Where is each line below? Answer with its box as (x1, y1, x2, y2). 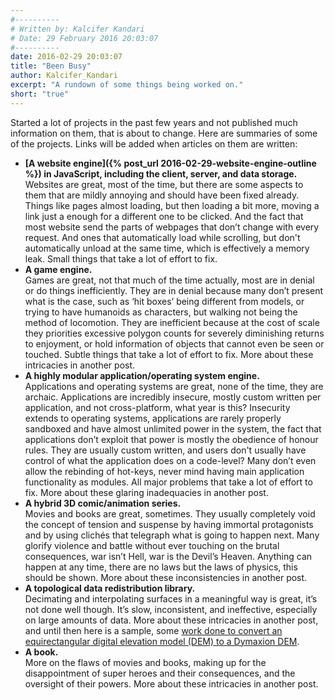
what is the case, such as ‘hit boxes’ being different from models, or (24, 295, 305, 307)
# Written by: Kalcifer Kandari (10, 24, 145, 34)
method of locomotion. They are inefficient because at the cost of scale (24, 316, 320, 328)
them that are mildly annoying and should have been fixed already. (24, 189, 300, 201)
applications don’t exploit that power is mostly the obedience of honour (24, 433, 319, 445)
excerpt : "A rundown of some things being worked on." (10, 80, 244, 90)
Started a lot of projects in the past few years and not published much (10, 116, 298, 128)
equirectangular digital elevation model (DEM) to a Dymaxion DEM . (24, 635, 300, 647)
